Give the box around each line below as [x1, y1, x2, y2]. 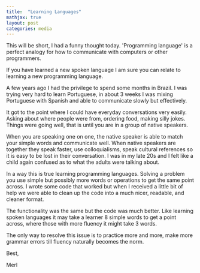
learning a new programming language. [6, 73, 104, 80]
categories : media [6, 25, 52, 32]
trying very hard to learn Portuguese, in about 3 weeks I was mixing [6, 91, 174, 98]
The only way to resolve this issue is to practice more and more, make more [6, 232, 193, 239]
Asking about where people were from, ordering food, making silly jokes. [6, 115, 186, 122]
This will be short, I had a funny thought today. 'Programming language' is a [6, 42, 193, 49]
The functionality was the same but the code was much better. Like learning [6, 208, 193, 215]
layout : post [6, 20, 39, 26]
